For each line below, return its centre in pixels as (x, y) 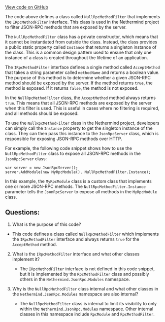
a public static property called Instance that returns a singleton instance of (81, 47)
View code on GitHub (27, 7)
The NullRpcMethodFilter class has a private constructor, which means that (82, 37)
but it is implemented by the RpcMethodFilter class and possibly (84, 274)
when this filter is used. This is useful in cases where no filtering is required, (82, 108)
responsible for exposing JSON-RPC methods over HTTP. (64, 139)
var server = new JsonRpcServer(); (42, 168)
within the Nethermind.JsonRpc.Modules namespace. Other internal (86, 309)
